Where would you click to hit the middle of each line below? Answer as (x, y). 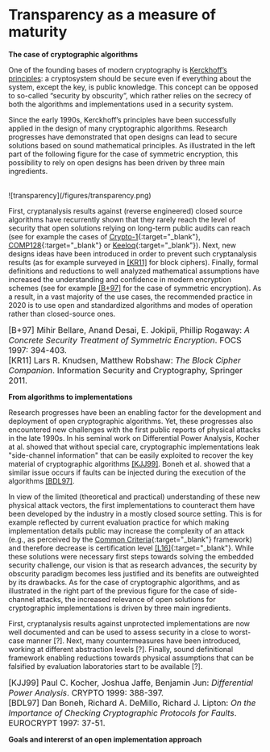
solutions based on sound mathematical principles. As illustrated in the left (132, 145)
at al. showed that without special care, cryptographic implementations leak (134, 447)
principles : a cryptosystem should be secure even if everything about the (130, 78)
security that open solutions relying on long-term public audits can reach (129, 228)
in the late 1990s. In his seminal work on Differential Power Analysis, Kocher (134, 438)
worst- (240, 632)
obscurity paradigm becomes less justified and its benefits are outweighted (134, 573)
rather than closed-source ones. (62, 314)
